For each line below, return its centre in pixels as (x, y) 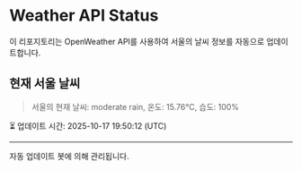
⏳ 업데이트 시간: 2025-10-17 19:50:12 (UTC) (88, 125)
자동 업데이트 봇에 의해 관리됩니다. (69, 156)
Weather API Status (84, 16)
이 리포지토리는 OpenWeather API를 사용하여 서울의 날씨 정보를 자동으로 (137, 41)
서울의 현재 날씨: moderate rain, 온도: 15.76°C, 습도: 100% (135, 106)
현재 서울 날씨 (45, 84)
